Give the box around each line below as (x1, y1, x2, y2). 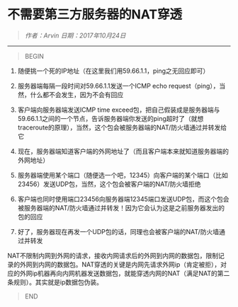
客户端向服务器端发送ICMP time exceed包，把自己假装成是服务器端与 (17, 105, 220, 114)
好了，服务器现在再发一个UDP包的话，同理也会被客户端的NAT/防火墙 (17, 227, 220, 236)
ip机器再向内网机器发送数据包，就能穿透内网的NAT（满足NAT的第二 (31, 269, 230, 277)
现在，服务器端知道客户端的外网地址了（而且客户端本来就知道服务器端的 (17, 146, 229, 156)
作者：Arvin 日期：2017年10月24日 (24, 31, 126, 40)
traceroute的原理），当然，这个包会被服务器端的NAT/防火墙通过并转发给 (17, 123, 227, 132)
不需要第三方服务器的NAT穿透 (7, 6, 183, 23)
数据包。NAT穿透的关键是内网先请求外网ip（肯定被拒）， (56, 260, 221, 269)
